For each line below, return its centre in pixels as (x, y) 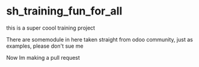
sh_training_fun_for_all (64, 11)
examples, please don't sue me (45, 46)
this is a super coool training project (51, 28)
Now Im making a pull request (43, 57)
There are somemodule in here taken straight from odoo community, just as (100, 39)
